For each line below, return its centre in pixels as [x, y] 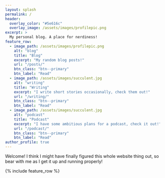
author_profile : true [27, 142]
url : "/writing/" [32, 96]
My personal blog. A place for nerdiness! [54, 37]
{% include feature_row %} [32, 171]
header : [13, 19]
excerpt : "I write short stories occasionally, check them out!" [82, 92]
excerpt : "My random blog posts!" [49, 60]
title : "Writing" [32, 87]
